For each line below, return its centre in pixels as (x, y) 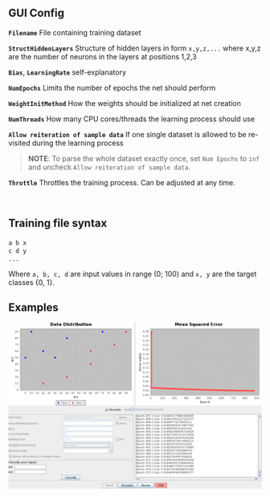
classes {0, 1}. (31, 282)
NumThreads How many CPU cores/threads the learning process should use (132, 119)
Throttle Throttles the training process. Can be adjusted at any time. (122, 182)
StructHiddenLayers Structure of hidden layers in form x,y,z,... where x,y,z (135, 48)
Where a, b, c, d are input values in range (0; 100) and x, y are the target (133, 274)
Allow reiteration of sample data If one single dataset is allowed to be (127, 134)
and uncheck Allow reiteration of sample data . (109, 167)
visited (19, 143)
